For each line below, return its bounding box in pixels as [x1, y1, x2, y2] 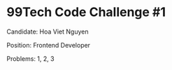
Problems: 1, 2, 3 [6, 54, 55, 63]
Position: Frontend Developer [6, 41, 91, 49]
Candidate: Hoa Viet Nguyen [6, 27, 89, 36]
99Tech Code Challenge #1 [6, 4, 166, 20]
